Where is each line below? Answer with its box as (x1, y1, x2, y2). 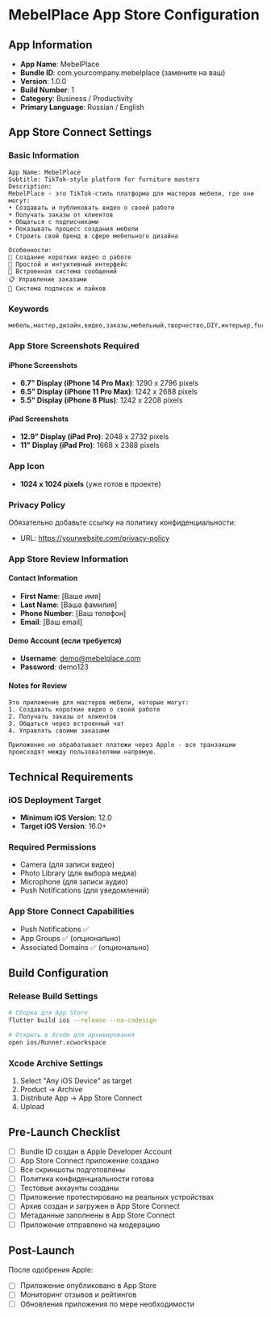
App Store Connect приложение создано (19, 1156, 160, 1166)
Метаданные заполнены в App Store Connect (19, 1210, 176, 1220)
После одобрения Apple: (8, 1265, 94, 1275)
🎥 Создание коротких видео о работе (8, 253, 131, 261)
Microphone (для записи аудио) (19, 877, 129, 887)
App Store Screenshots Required (8, 340, 140, 351)
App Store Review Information (8, 553, 129, 564)
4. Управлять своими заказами (8, 727, 110, 735)
